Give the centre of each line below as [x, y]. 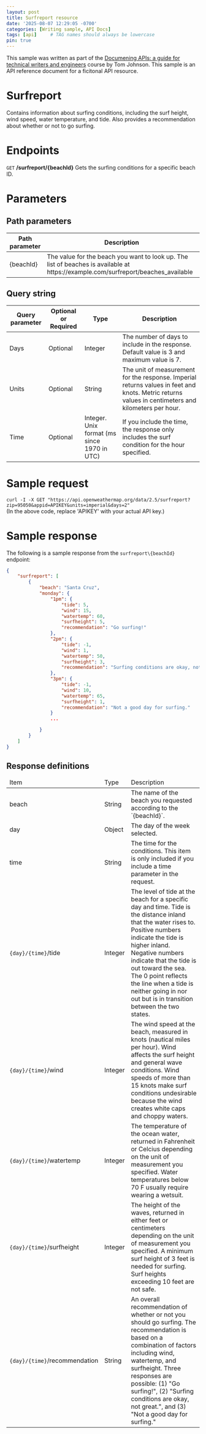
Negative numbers [158, 953]
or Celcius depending [162, 1149]
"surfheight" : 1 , [83, 702]
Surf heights [149, 1274]
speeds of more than [161, 1078]
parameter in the [155, 874]
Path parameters [39, 221]
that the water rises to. [163, 922]
